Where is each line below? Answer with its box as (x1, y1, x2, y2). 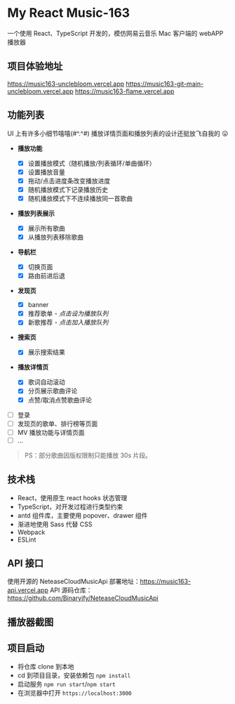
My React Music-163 (7, 5, 130, 21)
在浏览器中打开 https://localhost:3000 (17, 689, 132, 697)
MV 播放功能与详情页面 (17, 428, 86, 436)
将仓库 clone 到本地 (17, 662, 74, 670)
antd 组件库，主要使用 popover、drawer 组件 (17, 511, 148, 519)
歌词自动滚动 (27, 378, 65, 386)
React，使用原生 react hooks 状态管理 (17, 493, 128, 502)
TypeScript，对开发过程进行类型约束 (17, 502, 123, 511)
